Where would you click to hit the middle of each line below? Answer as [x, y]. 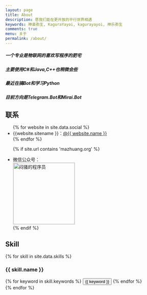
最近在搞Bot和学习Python [32, 83]
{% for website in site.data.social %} [51, 127]
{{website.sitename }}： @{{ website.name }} [60, 133]
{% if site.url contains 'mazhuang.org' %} [56, 149]
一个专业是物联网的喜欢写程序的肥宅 [43, 55]
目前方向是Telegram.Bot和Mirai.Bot [43, 97]
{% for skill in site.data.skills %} [39, 257]
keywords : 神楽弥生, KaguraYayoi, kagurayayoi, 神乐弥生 [64, 24]
